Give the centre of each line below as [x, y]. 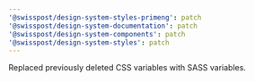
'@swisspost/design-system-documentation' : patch [103, 26]
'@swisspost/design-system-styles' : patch [89, 42]
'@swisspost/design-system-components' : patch [97, 34]
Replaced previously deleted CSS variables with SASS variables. [127, 68]
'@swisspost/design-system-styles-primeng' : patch [105, 17]
